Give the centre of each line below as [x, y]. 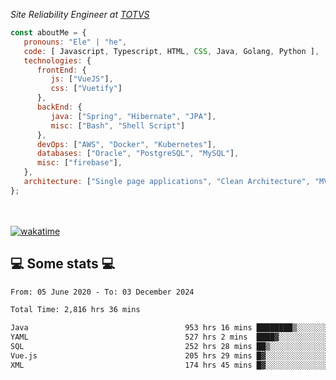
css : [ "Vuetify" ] [86, 89]
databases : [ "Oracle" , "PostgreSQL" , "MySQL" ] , [138, 154]
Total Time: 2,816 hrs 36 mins [75, 310]
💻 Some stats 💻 [63, 264]
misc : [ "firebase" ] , [79, 163]
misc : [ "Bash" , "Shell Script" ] [118, 125]
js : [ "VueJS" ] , [82, 79]
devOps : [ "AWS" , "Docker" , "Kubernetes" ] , [126, 144]
